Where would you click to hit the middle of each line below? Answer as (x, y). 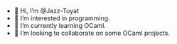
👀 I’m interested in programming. (62, 18)
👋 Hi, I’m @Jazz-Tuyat (47, 11)
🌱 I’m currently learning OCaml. (60, 25)
